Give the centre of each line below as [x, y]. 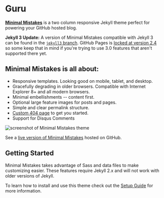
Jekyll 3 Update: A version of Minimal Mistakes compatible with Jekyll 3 [79, 37]
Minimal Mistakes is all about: [52, 69]
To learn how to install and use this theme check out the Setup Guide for [79, 186]
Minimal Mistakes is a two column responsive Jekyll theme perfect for [78, 22]
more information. [23, 191]
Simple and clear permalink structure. [51, 107]
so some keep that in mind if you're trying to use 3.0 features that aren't [79, 48]
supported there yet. [26, 53]
